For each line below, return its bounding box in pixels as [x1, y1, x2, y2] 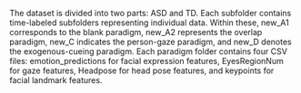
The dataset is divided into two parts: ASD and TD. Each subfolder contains [9, 8, 292, 18]
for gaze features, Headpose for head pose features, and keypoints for [9, 65, 275, 76]
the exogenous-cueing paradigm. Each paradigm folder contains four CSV [9, 46, 288, 57]
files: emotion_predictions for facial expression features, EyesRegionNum [9, 56, 284, 66]
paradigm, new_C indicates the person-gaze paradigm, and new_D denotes [9, 36, 293, 47]
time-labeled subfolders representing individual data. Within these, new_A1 [9, 17, 289, 28]
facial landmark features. [9, 75, 103, 85]
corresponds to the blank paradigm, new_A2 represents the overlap [9, 27, 263, 37]
